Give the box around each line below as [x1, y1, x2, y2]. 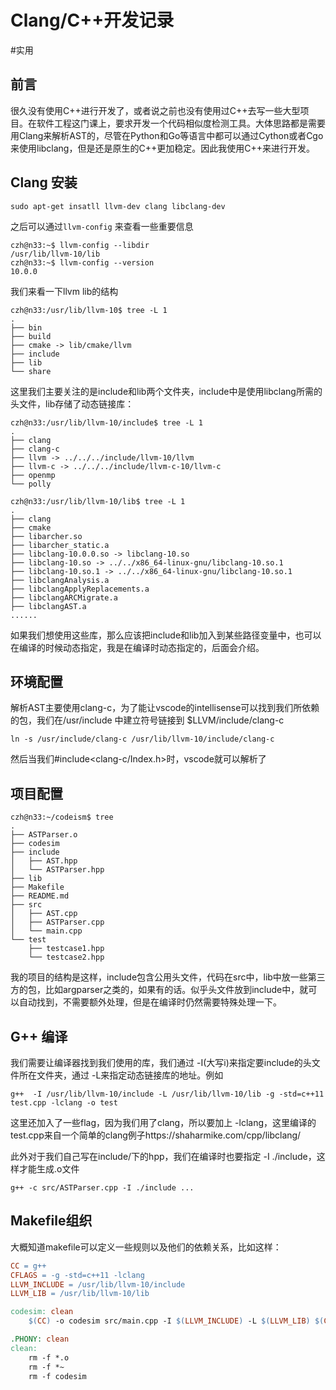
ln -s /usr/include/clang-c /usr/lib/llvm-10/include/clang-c [10, 734, 275, 745]
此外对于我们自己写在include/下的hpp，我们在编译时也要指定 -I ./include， [10, 1151, 317, 1162]
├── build [10, 331, 52, 341]
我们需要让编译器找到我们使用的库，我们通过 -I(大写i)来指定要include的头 [10, 1057, 312, 1068]
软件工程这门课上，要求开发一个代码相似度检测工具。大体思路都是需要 [36, 117, 326, 129]
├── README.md [10, 891, 70, 901]
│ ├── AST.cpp [10, 909, 78, 919]
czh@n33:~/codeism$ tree [10, 812, 114, 823]
